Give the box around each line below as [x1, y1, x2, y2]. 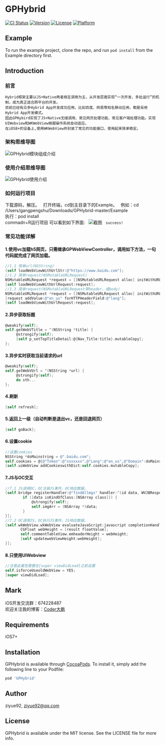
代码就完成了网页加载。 [5, 252, 53, 258]
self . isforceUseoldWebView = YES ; [5, 568, 76, 573]
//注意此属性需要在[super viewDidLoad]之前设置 [5, 564, 96, 568]
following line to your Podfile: [5, 667, 64, 673]
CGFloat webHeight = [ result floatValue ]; [20, 527, 109, 532]
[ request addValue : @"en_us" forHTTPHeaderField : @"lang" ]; [5, 296, 126, 301]
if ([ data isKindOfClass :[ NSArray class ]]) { [23, 495, 118, 500]
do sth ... [16, 377, 36, 383]
